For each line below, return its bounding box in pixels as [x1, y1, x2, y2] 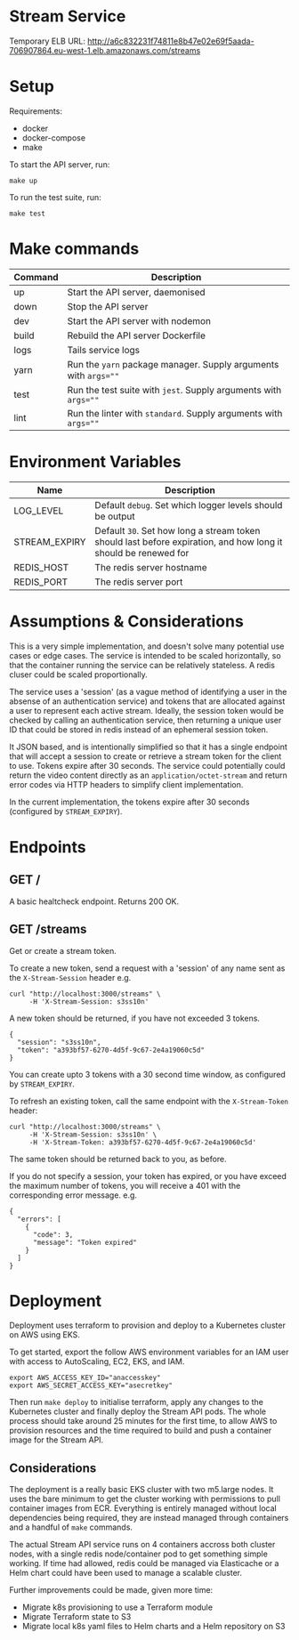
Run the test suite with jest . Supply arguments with [67, 384, 282, 396]
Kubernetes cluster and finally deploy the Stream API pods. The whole [9, 1406, 267, 1417]
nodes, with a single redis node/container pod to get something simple [9, 1548, 269, 1559]
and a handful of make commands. [9, 1522, 133, 1532]
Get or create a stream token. [9, 945, 117, 956]
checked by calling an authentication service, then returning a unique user [9, 715, 282, 725]
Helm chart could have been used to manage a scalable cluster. [9, 1568, 243, 1579]
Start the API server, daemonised [67, 286, 206, 298]
